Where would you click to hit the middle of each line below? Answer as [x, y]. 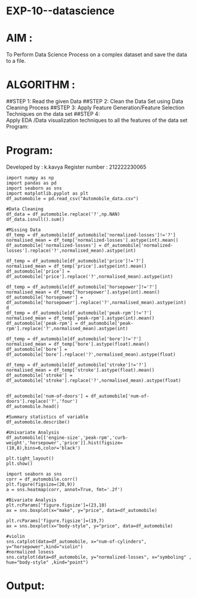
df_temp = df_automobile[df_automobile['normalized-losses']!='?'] [91, 235]
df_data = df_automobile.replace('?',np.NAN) [63, 214]
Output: [25, 586]
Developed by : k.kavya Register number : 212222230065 [76, 167]
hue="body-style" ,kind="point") [47, 562]
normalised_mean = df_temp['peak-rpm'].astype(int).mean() [80, 318]
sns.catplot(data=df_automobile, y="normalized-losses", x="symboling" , [99, 557]
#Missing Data [24, 230]
